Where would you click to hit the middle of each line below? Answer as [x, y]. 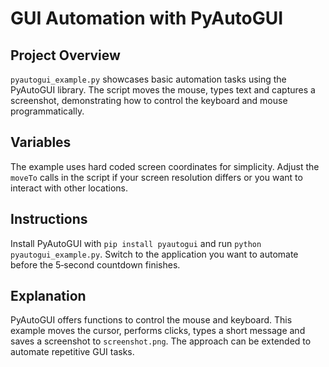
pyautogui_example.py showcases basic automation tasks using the [148, 79]
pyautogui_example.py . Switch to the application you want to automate [154, 254]
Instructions [49, 219]
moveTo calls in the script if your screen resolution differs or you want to [156, 177]
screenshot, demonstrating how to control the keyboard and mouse [149, 100]
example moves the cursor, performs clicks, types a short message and [158, 331]
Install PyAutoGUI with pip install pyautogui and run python [136, 243]
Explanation [48, 296]
